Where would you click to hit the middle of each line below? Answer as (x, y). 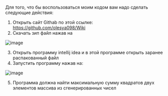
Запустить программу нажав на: (48, 63)
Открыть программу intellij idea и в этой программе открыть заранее (88, 53)
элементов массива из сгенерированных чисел (64, 88)
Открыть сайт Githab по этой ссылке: (53, 22)
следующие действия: (29, 13)
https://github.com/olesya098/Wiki (49, 28)
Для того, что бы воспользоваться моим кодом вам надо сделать (77, 7)
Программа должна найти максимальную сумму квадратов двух (83, 83)
